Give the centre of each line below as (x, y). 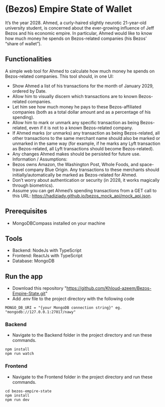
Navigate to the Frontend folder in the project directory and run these (82, 377)
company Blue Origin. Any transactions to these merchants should (92, 170)
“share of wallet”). (23, 43)
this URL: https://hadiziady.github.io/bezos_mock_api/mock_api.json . (82, 196)
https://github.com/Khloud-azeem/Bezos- (109, 288)
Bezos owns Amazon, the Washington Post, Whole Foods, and (75, 164)
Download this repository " (39, 288)
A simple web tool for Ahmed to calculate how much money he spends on (80, 71)
